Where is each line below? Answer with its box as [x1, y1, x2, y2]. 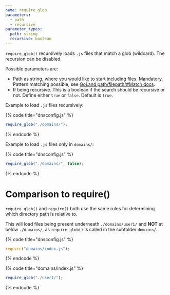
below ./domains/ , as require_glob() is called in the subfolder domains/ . [5, 226, 158, 232]
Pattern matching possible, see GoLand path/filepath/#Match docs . [12, 81, 156, 87]
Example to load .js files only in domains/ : [5, 141, 94, 147]
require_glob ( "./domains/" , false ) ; [5, 161, 84, 166]
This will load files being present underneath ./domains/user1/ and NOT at [5, 220, 163, 227]
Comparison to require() [5, 188, 110, 200]
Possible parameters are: [5, 65, 58, 72]
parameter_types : [5, 27, 43, 32]
